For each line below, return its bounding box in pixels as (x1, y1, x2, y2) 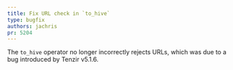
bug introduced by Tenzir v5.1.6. (7, 56, 99, 64)
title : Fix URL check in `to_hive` (7, 10, 111, 17)
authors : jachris (7, 23, 58, 30)
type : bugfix (7, 16, 45, 23)
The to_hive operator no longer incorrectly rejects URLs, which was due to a (7, 48, 227, 56)
